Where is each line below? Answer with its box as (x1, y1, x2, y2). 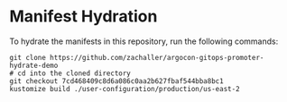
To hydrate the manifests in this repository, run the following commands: (9, 36, 279, 47)
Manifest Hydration (9, 6, 158, 27)
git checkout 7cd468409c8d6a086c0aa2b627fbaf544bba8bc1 (9, 76, 224, 86)
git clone (9, 53, 47, 62)
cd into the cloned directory (17, 69, 131, 78)
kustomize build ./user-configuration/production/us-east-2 (9, 84, 241, 93)
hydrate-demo (9, 61, 59, 70)
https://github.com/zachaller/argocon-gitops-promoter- (49, 53, 264, 62)
